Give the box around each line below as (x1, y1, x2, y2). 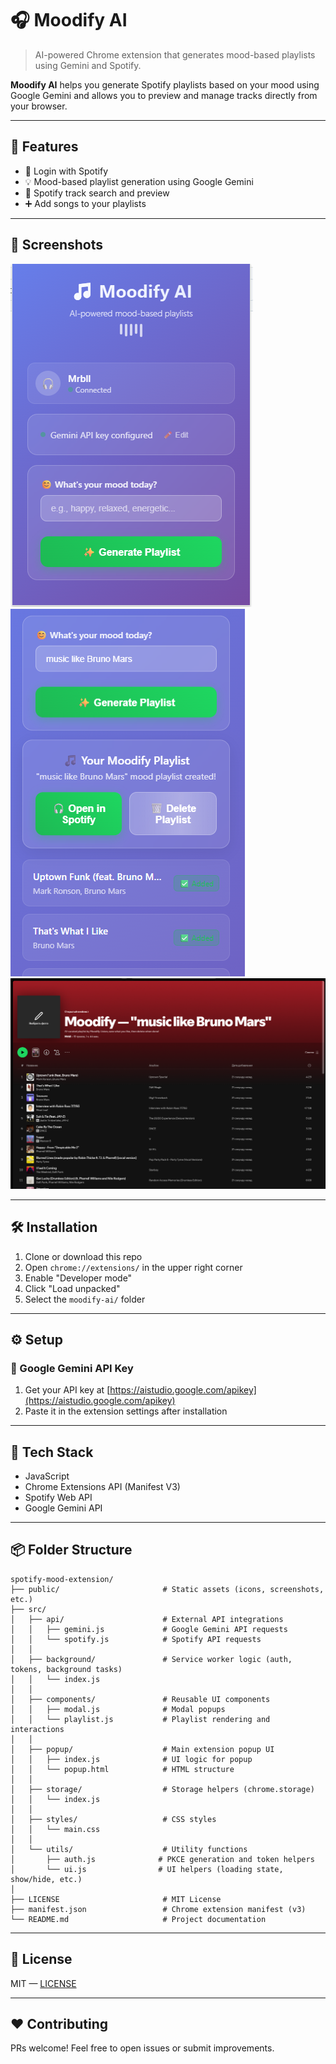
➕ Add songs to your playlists (24, 197, 147, 209)
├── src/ (10, 1604, 47, 1614)
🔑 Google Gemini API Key (10, 1361, 134, 1375)
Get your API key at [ (24, 1384, 111, 1396)
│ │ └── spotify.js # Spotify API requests (10, 1634, 262, 1644)
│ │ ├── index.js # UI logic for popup (10, 1754, 253, 1764)
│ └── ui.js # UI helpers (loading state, (10, 1864, 284, 1874)
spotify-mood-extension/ (10, 1574, 114, 1584)
